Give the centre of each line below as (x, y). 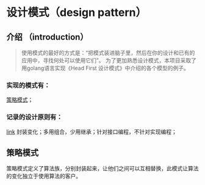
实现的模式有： (28, 85)
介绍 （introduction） (47, 37)
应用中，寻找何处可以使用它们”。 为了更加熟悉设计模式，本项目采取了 (109, 60)
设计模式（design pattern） (77, 13)
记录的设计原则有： (34, 117)
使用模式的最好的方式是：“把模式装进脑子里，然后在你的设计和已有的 (108, 53)
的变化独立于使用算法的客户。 (44, 176)
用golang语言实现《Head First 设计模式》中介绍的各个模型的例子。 (105, 68)
